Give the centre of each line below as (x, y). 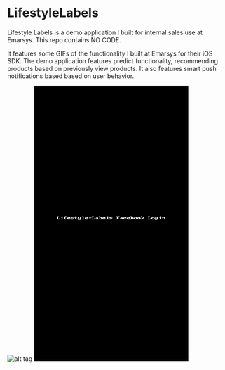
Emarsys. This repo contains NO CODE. (64, 39)
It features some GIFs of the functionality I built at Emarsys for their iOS (110, 53)
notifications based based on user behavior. (71, 76)
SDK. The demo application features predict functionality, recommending (113, 60)
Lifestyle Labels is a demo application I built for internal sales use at (105, 32)
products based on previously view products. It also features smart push (112, 68)
